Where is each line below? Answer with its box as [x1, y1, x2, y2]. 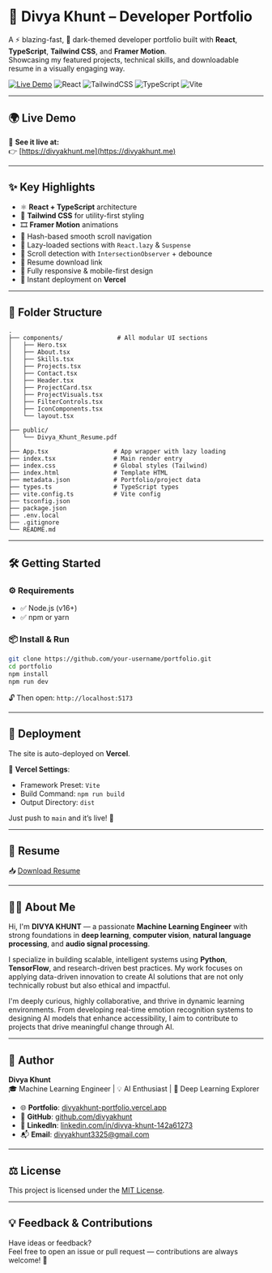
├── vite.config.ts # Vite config [8, 490, 161, 498]
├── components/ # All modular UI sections [8, 334, 208, 342]
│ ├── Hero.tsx [8, 341, 67, 350]
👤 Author [8, 1053, 54, 1067]
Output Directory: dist [19, 797, 96, 806]
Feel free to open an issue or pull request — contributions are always [8, 1246, 239, 1256]
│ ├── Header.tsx [8, 376, 74, 385]
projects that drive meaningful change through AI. [8, 1022, 175, 1032]
